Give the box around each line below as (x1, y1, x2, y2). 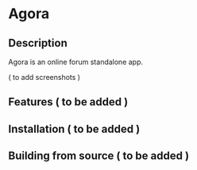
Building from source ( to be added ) (8, 149, 189, 163)
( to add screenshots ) (8, 73, 81, 81)
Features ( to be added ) (8, 96, 129, 109)
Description (8, 36, 68, 50)
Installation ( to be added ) (8, 122, 141, 135)
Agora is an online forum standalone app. (8, 57, 144, 66)
